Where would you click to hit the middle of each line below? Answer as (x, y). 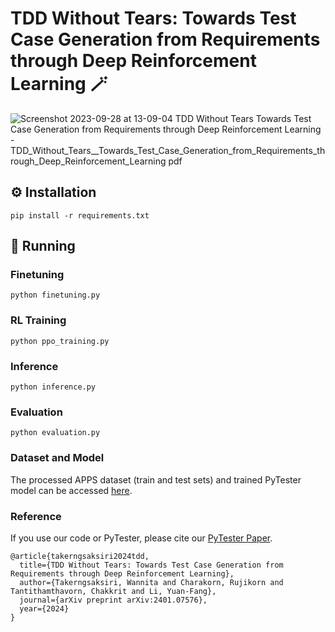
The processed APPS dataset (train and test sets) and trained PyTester (156, 479)
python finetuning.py (55, 295)
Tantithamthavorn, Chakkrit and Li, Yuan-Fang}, (113, 591)
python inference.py (53, 387)
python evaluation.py (55, 433)
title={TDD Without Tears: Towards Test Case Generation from (151, 565)
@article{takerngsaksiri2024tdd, (80, 556)
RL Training (38, 320)
